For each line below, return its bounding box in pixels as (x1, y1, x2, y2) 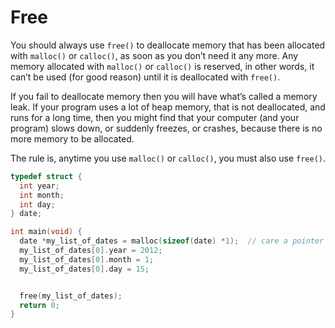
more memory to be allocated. (10, 132, 135, 145)
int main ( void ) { (10, 227, 83, 237)
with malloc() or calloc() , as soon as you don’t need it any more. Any (10, 49, 299, 61)
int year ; (19, 181, 60, 191)
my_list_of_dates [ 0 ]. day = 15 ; (19, 264, 150, 274)
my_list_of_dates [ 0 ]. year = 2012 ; (19, 246, 163, 256)
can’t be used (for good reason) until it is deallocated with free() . (10, 71, 281, 83)
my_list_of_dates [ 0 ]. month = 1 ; (19, 254, 155, 265)
